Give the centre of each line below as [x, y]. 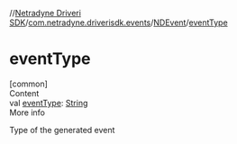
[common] [28, 84]
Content [24, 93]
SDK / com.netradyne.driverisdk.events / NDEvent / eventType [118, 22]
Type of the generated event [62, 130]
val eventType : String [49, 103]
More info [27, 112]
